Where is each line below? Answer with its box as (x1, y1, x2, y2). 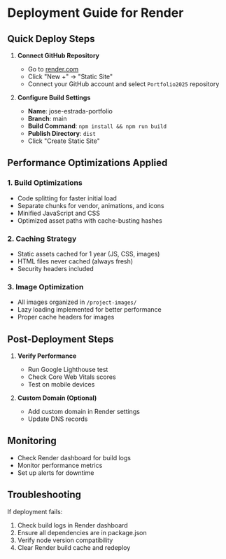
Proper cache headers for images (17, 313, 115, 322)
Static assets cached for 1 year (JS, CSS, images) (17, 249, 160, 258)
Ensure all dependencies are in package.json (17, 528, 147, 537)
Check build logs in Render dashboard (17, 520, 128, 530)
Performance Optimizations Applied (7, 157, 168, 169)
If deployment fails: (7, 507, 63, 516)
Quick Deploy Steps (7, 33, 96, 45)
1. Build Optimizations (7, 178, 83, 188)
